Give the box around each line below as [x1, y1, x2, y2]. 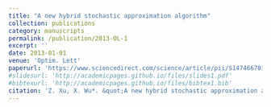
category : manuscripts [8, 27, 85, 35]
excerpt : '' [8, 42, 48, 50]
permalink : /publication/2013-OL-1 [8, 34, 128, 43]
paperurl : [8, 64, 42, 72]
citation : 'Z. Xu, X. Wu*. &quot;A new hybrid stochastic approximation [8, 86, 258, 95]
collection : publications [8, 19, 95, 27]
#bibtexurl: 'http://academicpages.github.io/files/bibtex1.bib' [8, 79, 232, 87]
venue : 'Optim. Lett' [8, 57, 81, 65]
